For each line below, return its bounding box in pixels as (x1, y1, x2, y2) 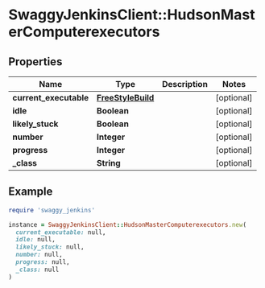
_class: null (15, 265, 60, 274)
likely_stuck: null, (15, 243, 85, 251)
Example (8, 185, 53, 199)
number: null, (15, 251, 63, 259)
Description (162, 79, 208, 89)
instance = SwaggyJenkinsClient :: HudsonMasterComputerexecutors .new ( (8, 220, 247, 228)
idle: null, (15, 236, 56, 244)
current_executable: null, (15, 228, 106, 237)
